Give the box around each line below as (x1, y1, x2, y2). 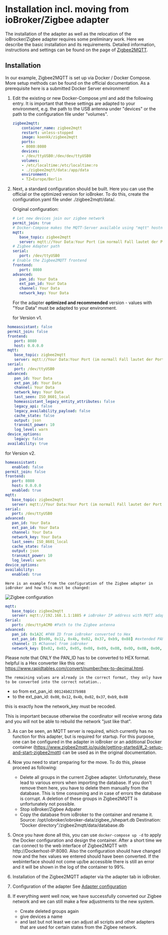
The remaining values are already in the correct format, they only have (5, 675, 162, 681)
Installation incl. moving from (5, 4, 129, 15)
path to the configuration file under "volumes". (12, 111, 108, 117)
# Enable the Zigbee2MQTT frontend (12, 258, 87, 263)
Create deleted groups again (19, 908, 79, 914)
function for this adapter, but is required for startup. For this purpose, (12, 734, 155, 740)
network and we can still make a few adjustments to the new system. (12, 898, 154, 904)
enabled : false (11, 464, 43, 470)
